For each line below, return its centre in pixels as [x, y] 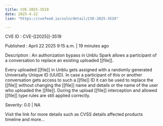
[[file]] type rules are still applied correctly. [48, 95]
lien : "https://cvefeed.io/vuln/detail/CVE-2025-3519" [62, 18]
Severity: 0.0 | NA [23, 105]
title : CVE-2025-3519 [27, 9]
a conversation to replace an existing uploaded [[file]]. [59, 61]
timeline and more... [25, 120]
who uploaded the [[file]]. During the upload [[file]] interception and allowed [81, 91]
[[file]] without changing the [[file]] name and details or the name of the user [81, 85]
